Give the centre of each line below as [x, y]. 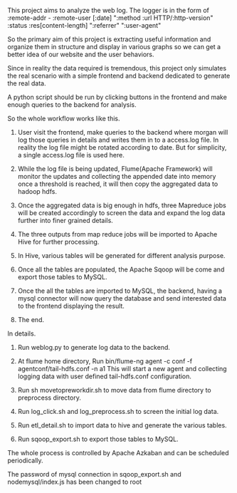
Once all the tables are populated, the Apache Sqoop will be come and [121, 269]
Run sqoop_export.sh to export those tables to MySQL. [98, 439]
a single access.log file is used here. [71, 155]
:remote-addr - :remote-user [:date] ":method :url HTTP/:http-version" [110, 18]
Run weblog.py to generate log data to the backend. [94, 347]
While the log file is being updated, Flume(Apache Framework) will [115, 169]
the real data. [27, 83]
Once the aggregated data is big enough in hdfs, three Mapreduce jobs [122, 205]
